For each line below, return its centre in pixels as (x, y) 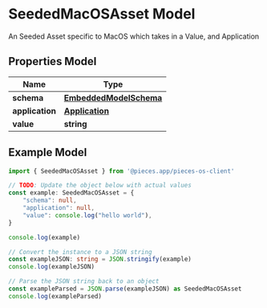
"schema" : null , (50, 201)
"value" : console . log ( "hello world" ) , (87, 215)
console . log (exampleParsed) (55, 296)
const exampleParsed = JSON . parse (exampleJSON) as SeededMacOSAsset (125, 289)
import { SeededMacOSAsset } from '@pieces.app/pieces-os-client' (121, 171)
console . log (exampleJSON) (51, 267)
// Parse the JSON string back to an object (84, 281)
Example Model (48, 152)
